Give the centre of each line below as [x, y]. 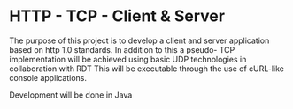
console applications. [48, 77]
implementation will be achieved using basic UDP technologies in [128, 59]
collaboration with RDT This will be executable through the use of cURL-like [147, 69]
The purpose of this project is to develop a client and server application [139, 40]
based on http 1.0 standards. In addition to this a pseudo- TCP [122, 49]
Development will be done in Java [71, 95]
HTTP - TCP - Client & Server [117, 16]
